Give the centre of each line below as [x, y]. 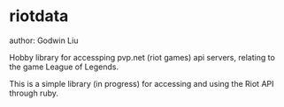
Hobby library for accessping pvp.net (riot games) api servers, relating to [142, 57]
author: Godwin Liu [44, 40]
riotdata [39, 16]
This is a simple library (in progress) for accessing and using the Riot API [142, 83]
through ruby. [34, 93]
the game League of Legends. [64, 67]
